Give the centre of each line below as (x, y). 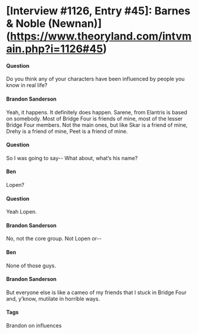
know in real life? (27, 85)
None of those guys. (31, 266)
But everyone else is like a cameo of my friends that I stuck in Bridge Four (96, 292)
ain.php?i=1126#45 (55, 49)
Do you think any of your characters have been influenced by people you (95, 79)
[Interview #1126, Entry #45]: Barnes (98, 11)
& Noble (26, 24)
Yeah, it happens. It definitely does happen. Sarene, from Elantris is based (97, 112)
